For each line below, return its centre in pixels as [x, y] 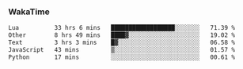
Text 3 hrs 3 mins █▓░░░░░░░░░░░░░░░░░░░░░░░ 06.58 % [122, 43]
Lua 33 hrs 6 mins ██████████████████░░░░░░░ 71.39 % [122, 28]
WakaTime [29, 12]
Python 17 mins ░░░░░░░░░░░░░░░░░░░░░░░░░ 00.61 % [122, 57]
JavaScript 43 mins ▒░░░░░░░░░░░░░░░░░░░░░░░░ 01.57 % [122, 49]
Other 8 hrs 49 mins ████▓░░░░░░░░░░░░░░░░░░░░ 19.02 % [122, 35]
